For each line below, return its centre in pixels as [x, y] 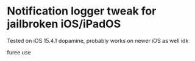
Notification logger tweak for [82, 11]
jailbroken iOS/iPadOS [64, 24]
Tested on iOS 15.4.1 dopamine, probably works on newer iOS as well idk [98, 40]
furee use [19, 52]
